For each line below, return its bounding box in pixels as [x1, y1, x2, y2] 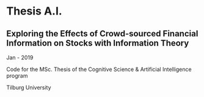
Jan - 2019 [6, 54, 34, 61]
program [6, 72, 28, 79]
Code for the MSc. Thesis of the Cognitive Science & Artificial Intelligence [6, 65, 192, 73]
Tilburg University [6, 84, 51, 91]
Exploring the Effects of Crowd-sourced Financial [6, 28, 199, 39]
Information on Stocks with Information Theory [6, 38, 189, 48]
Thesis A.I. [6, 4, 62, 18]
